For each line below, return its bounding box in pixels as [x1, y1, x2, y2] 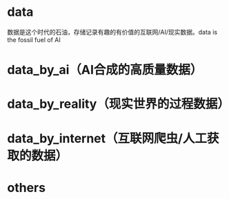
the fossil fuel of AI [7, 35, 61, 44]
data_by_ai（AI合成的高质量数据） [7, 62, 203, 78]
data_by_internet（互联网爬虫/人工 [7, 131, 207, 146]
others [7, 180, 46, 196]
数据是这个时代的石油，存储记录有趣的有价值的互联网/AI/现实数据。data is [7, 28, 218, 36]
